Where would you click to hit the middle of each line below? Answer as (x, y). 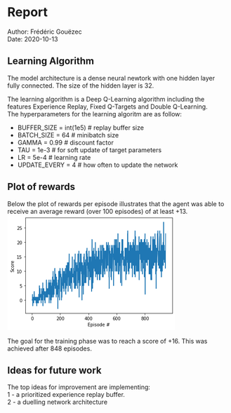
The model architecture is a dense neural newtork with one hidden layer (111, 78)
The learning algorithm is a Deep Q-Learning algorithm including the (106, 99)
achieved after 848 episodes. (50, 348)
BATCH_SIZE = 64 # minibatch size (68, 135)
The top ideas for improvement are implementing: (79, 387)
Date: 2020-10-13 (33, 39)
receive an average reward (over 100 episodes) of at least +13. (98, 211)
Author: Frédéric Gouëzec (45, 32)
